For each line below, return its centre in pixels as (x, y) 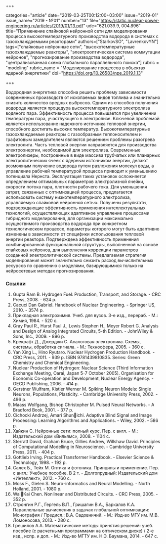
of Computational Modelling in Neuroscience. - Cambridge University (83, 447)
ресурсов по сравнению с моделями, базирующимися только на (75, 266)
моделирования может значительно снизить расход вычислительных (80, 260)
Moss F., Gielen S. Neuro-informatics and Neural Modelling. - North (81, 484)
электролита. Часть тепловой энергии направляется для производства (81, 145)
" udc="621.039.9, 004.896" (112, 26)
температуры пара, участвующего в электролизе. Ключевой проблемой (83, 118)
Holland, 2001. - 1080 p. (37, 489)
